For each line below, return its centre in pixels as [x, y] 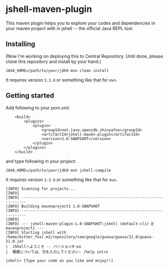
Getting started [30, 96]
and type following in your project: [41, 161]
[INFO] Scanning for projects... [40, 188]
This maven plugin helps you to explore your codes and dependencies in [80, 23]
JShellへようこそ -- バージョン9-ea [47, 246]
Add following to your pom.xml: [38, 107]
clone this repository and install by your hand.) [53, 61]
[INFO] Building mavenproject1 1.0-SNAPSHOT [53, 206]
